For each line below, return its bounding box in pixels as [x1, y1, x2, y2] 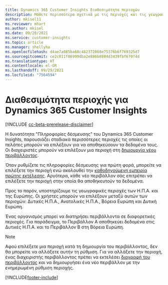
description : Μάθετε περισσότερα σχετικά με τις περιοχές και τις [5, 12, 146, 17]
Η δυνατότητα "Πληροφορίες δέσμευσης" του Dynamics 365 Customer [5, 131, 153, 137]
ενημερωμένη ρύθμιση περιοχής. [5, 264, 74, 270]
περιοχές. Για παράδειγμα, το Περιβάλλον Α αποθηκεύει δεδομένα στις [5, 218, 155, 224]
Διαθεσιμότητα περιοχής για [5, 94, 128, 106]
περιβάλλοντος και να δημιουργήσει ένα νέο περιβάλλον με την [5, 259, 140, 265]
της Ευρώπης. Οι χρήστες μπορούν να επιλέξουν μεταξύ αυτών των [5, 193, 147, 199]
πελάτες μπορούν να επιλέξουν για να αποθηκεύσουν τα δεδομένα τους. [5, 141, 158, 148]
